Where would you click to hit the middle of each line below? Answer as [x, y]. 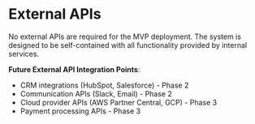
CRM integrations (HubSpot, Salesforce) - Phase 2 [104, 85]
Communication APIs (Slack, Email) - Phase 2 [96, 93]
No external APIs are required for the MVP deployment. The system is [125, 36]
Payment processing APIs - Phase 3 [80, 111]
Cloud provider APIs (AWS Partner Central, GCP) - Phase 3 [119, 102]
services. [24, 53]
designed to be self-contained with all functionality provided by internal [128, 45]
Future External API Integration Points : [74, 69]
